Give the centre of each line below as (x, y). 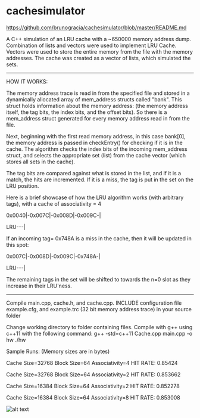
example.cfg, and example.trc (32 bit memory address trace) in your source (99, 309)
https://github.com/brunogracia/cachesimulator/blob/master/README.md (96, 27)
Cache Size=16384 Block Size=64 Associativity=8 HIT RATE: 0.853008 (93, 397)
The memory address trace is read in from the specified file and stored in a (98, 93)
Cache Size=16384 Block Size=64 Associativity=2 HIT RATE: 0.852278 (93, 386)
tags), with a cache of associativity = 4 (54, 203)
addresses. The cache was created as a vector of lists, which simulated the (99, 58)
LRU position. (23, 185)
